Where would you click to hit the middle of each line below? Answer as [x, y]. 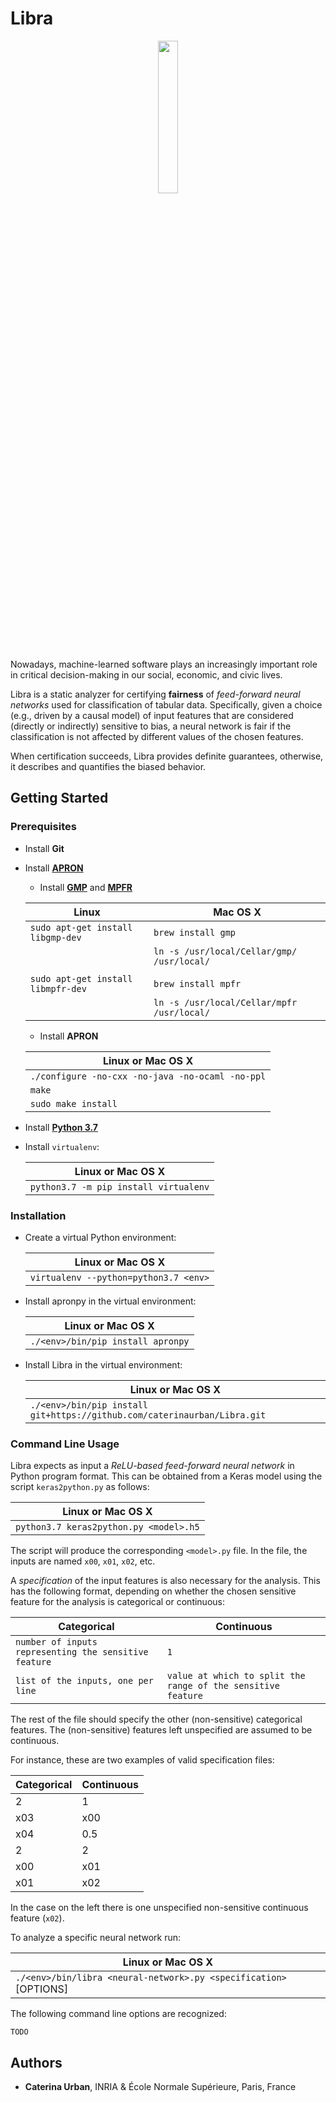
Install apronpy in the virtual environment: [110, 1301]
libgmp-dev [55, 937]
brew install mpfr [197, 983]
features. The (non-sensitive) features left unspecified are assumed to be [161, 1730]
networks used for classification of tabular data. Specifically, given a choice [166, 704]
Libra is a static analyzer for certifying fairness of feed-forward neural [155, 694]
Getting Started [59, 798]
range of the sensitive [223, 1686]
